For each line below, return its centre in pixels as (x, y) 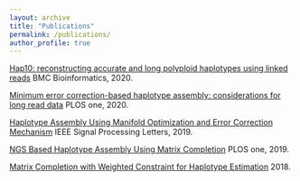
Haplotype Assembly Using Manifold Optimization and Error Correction (141, 122)
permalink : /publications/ (60, 34)
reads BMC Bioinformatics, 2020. (71, 78)
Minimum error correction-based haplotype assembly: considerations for (145, 95)
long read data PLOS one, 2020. (69, 105)
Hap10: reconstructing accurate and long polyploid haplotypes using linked (149, 68)
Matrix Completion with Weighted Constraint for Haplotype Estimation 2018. (150, 167)
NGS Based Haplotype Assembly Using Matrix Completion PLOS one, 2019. (150, 149)
